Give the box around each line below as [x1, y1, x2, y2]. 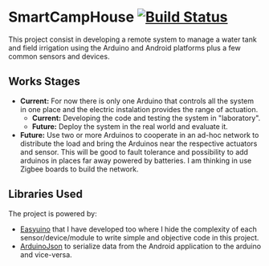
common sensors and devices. [8, 51, 110, 61]
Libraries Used [8, 187, 83, 201]
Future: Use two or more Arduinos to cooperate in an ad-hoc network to [19, 130, 259, 139]
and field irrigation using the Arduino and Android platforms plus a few [8, 42, 241, 52]
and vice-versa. [19, 249, 72, 260]
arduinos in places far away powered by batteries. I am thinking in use [19, 155, 252, 165]
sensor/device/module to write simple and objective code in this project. [19, 232, 259, 242]
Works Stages [8, 75, 80, 88]
